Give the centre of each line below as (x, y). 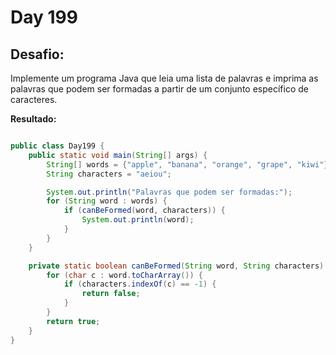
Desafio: (37, 54)
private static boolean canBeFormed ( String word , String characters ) (176, 266)
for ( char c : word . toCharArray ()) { (124, 275)
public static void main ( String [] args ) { (118, 155)
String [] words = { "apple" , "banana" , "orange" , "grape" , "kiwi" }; (189, 164)
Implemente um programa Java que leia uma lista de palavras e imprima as (164, 78)
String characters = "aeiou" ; (109, 174)
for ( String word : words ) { (107, 201)
